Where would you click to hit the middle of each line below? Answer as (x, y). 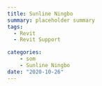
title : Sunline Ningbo (40, 14)
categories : (24, 52)
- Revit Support (37, 40)
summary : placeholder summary (51, 20)
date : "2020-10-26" (36, 72)
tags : (15, 27)
